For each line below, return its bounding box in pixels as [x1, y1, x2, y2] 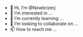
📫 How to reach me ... [10, 26, 57, 32]
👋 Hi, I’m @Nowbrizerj [10, 5, 56, 10]
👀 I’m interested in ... [10, 10, 53, 16]
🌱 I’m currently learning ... [10, 15, 64, 21]
